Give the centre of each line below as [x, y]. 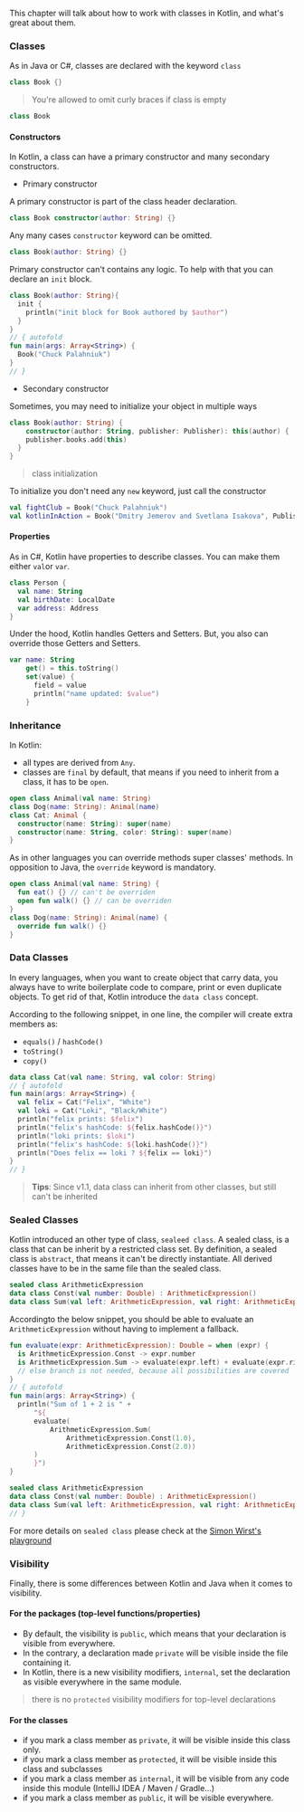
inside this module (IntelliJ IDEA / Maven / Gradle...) [119, 1788]
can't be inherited [64, 1197]
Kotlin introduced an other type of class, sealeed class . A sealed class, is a [149, 1240]
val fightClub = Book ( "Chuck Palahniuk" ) [89, 508]
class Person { [38, 583]
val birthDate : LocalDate [66, 600]
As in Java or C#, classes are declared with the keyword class [125, 66]
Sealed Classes [44, 1220]
